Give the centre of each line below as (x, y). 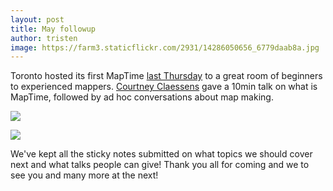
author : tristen (44, 38)
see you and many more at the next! (84, 175)
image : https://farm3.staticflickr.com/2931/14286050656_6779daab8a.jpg (165, 47)
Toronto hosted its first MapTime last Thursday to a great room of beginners (166, 76)
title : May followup (53, 29)
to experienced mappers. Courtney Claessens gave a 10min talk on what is (164, 87)
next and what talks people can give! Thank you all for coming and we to (160, 165)
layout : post (37, 19)
